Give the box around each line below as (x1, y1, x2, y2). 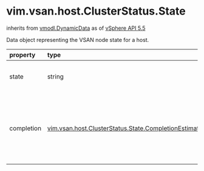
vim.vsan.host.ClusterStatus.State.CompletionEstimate (47, 124, 203, 132)
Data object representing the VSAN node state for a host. (6, 36, 149, 43)
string (47, 72, 64, 80)
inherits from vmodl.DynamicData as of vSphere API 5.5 (6, 24, 146, 32)
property (9, 51, 36, 59)
